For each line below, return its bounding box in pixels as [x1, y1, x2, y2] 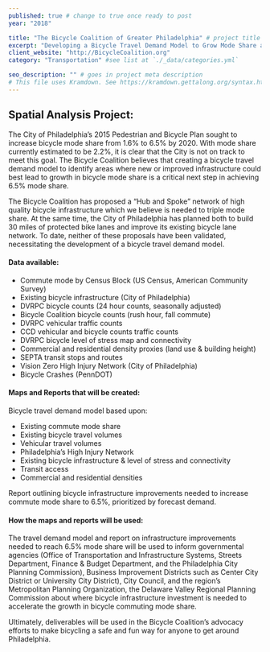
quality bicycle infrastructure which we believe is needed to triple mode [8, 204, 245, 214]
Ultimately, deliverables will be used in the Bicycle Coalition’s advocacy [8, 617, 243, 627]
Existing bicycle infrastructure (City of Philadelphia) [19, 292, 190, 302]
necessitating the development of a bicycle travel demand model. [8, 239, 225, 249]
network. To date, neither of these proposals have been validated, [8, 230, 227, 240]
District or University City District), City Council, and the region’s [8, 576, 221, 586]
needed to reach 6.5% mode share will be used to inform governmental [8, 542, 244, 551]
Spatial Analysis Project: [8, 108, 134, 122]
